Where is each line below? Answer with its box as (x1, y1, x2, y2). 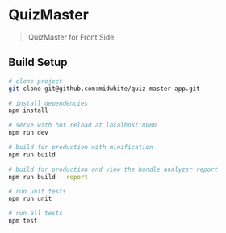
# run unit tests (8, 187, 67, 195)
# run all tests (8, 210, 63, 218)
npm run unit (8, 195, 52, 203)
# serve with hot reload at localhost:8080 (8, 121, 157, 130)
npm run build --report (8, 173, 89, 181)
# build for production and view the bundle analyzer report (8, 165, 219, 173)
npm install (8, 106, 48, 114)
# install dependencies (8, 99, 89, 107)
